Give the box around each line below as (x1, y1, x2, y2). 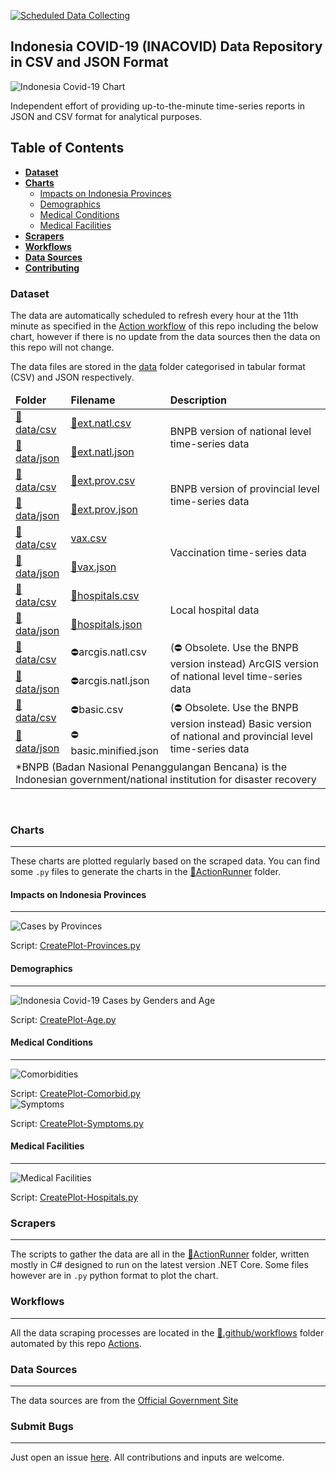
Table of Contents (10, 140, 125, 157)
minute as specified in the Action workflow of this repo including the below (10, 320, 319, 332)
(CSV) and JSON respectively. (10, 371, 135, 383)
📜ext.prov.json (70, 502, 138, 516)
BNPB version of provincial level (169, 481, 320, 495)
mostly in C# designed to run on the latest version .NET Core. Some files (10, 1259, 309, 1271)
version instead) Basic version (169, 716, 312, 730)
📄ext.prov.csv (70, 473, 136, 487)
